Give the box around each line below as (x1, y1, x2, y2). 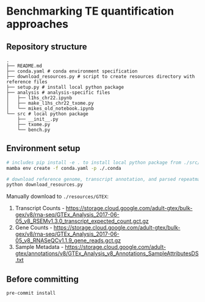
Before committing (6, 274, 79, 284)
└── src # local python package (6, 111, 88, 117)
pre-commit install (6, 290, 56, 297)
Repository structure (6, 41, 87, 52)
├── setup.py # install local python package (6, 84, 124, 90)
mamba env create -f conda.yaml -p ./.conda (6, 165, 121, 171)
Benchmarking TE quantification (6, 4, 174, 18)
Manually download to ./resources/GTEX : (6, 193, 109, 200)
